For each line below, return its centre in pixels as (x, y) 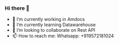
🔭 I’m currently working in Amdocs (49, 19)
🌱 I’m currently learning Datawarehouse (54, 25)
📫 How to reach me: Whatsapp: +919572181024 (63, 36)
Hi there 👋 (17, 8)
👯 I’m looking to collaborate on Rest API (54, 30)
